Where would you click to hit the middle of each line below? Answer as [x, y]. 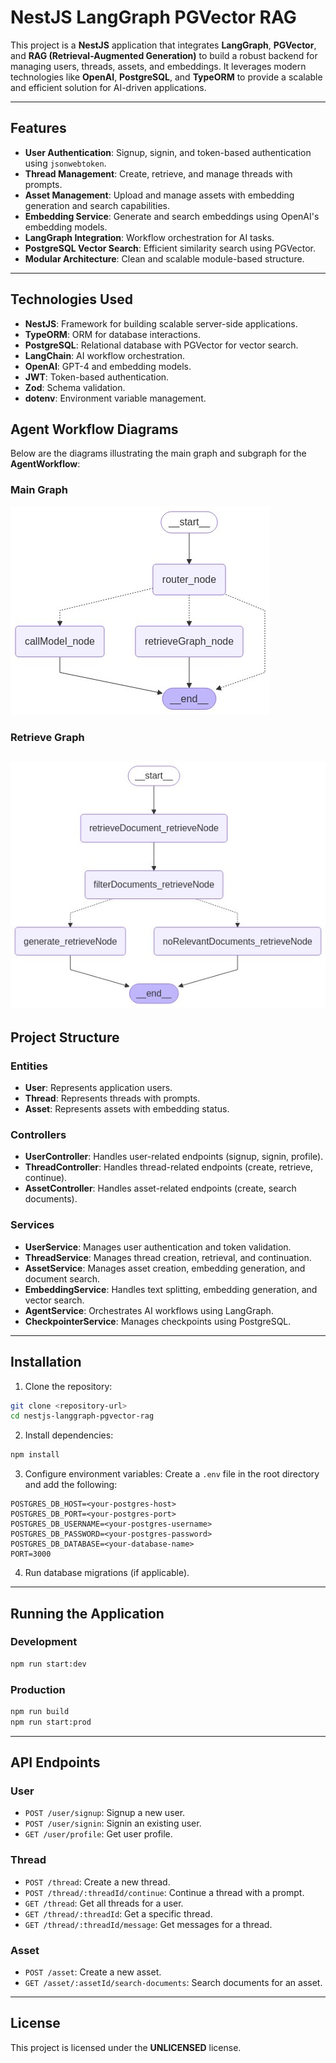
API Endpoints [55, 1762]
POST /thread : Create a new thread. [97, 1882]
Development [44, 1642]
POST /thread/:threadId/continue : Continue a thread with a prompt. [164, 1892]
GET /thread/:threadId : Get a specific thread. [118, 1913]
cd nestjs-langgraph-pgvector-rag [82, 1416]
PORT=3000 [31, 1554]
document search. [62, 1278]
